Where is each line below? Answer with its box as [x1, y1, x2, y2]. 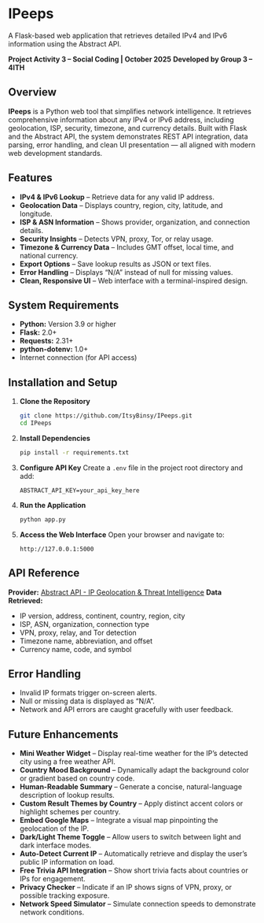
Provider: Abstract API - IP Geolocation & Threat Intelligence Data [8, 588, 222, 597]
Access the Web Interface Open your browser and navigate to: [19, 529, 225, 539]
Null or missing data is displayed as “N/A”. [19, 696, 156, 706]
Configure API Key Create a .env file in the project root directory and [19, 462, 244, 473]
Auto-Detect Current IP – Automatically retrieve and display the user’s [19, 849, 247, 858]
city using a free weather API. [19, 757, 115, 766]
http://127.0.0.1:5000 [19, 545, 94, 553]
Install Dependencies [19, 433, 90, 443]
